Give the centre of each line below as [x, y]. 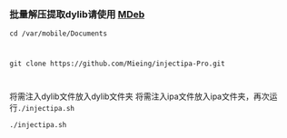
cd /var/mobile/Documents [58, 34]
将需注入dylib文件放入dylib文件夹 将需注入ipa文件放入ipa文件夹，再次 [139, 96]
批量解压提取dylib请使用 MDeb [77, 14]
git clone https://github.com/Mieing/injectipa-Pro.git [117, 64]
